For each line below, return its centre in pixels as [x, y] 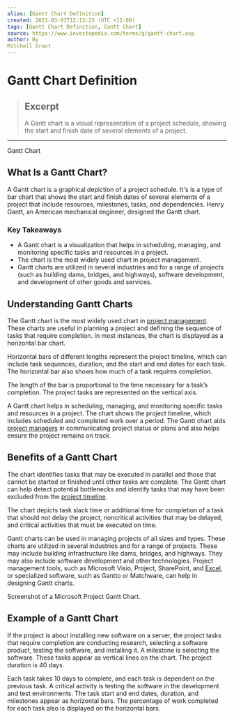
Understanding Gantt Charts [70, 304]
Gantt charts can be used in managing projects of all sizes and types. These [116, 538]
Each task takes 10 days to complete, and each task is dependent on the [111, 679]
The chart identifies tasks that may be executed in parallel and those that [112, 474]
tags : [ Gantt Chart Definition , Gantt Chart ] [74, 27]
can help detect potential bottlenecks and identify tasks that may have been [116, 489]
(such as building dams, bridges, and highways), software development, [121, 275]
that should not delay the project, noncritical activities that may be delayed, [115, 517]
